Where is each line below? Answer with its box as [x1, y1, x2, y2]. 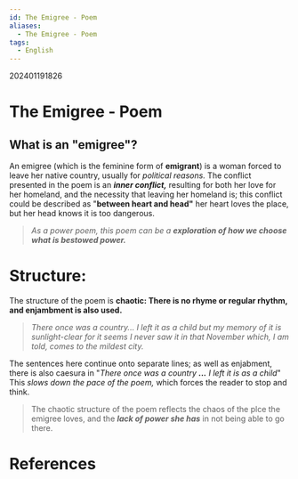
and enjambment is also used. [9, 304, 123, 316]
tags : [9, 37, 29, 47]
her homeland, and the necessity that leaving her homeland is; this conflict [9, 189, 283, 200]
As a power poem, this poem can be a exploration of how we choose [30, 225, 287, 236]
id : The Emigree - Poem [9, 12, 98, 22]
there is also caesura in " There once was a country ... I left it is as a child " [9, 368, 282, 378]
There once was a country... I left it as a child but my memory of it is [30, 322, 282, 333]
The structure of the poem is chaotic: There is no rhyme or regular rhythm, [9, 296, 288, 306]
